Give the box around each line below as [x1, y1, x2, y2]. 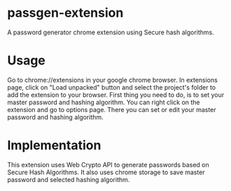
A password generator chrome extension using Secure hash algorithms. [7, 28, 215, 36]
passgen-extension [7, 5, 124, 21]
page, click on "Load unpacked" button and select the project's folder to [7, 83, 216, 92]
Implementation [7, 138, 101, 153]
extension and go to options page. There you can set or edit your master [7, 105, 216, 113]
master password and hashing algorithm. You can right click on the [7, 98, 201, 106]
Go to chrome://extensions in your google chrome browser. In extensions [7, 76, 218, 84]
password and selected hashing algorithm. [7, 175, 130, 183]
